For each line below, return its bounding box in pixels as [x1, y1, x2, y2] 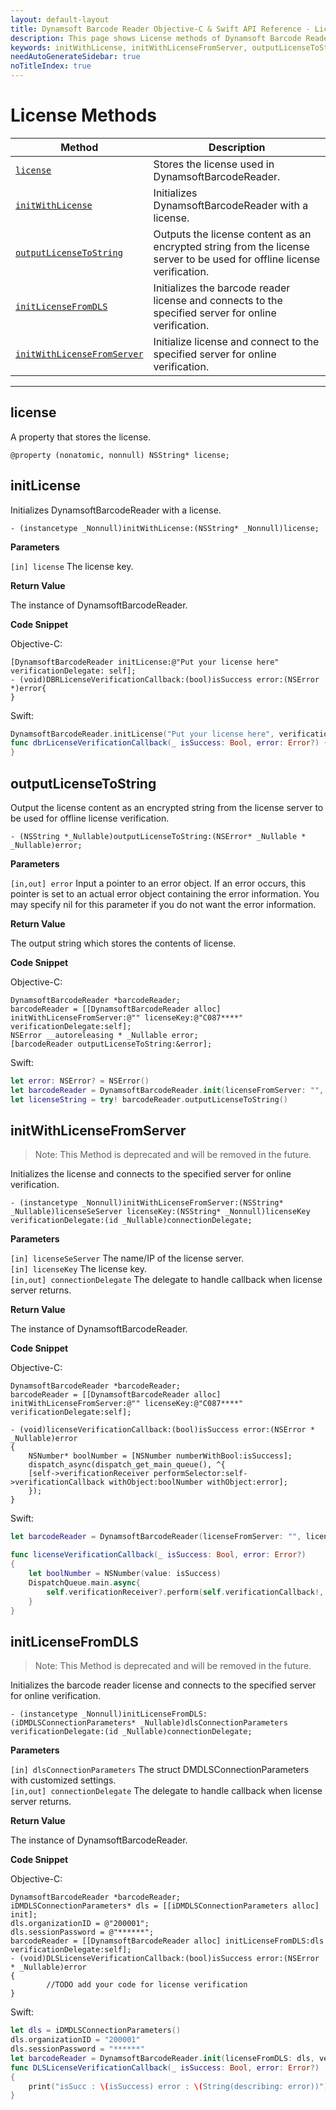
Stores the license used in [153, 157, 275, 171]
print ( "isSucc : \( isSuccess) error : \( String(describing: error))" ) [28, 2081, 329, 2091]
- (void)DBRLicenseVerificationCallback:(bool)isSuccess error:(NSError [10, 674, 320, 685]
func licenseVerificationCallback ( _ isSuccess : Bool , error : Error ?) [10, 1550, 307, 1560]
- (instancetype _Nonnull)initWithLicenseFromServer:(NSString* [10, 1198, 284, 1208]
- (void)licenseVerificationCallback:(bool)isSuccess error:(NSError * [10, 1425, 315, 1435]
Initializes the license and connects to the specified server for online [10, 1168, 292, 1180]
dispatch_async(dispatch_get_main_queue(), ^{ [28, 1460, 226, 1470]
